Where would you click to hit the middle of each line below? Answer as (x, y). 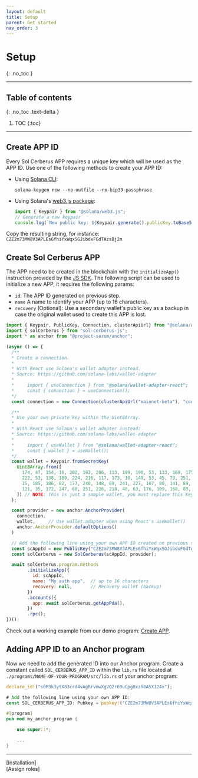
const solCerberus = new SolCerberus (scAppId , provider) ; (84, 554)
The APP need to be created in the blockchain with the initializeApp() (93, 272)
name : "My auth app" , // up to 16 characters (90, 581)
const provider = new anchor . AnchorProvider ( (68, 510)
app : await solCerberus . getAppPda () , (79, 603)
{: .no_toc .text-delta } (33, 112)
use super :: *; (34, 730)
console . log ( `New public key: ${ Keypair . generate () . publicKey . (94, 222)
